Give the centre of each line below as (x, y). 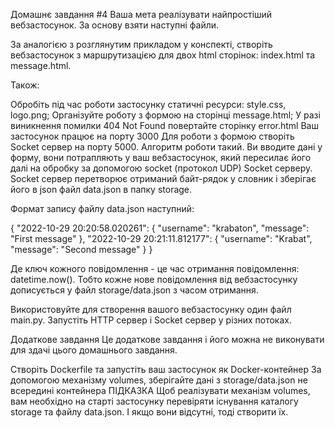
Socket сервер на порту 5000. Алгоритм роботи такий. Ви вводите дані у (166, 147)
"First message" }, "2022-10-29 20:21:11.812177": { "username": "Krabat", (161, 238)
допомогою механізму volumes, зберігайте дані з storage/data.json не (159, 380)
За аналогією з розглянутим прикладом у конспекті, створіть (141, 44)
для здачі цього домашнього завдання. (94, 350)
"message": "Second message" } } (81, 249)
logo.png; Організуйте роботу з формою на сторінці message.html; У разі (165, 115)
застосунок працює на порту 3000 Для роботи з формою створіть (152, 136)
